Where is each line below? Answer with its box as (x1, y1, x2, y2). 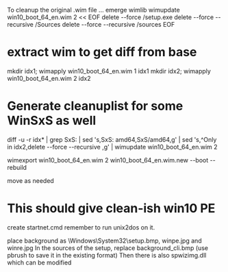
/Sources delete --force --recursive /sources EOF (35, 21, 175, 28)
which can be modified (7, 258, 72, 267)
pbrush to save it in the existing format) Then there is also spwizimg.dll (7, 251, 207, 259)
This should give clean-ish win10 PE (7, 201, 216, 217)
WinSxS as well (7, 113, 97, 129)
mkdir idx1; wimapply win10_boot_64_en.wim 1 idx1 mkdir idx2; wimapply (7, 66, 211, 75)
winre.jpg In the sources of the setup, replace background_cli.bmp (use (7, 243, 209, 252)
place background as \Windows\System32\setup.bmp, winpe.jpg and (7, 236, 202, 245)
